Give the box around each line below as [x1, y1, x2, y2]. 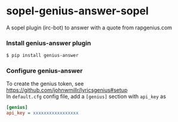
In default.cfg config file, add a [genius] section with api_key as [6, 93, 166, 100]
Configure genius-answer [6, 67, 83, 75]
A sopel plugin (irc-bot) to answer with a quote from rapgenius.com [6, 24, 172, 31]
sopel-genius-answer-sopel [6, 4, 149, 18]
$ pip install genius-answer [6, 53, 79, 59]
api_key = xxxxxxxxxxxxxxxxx [6, 110, 79, 116]
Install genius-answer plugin [6, 39, 91, 47]
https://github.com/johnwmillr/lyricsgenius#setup [6, 87, 128, 94]
